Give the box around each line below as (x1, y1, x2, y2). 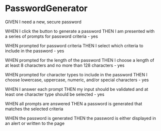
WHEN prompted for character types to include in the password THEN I (5, 72, 148, 77)
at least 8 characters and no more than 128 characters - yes (5, 62, 125, 68)
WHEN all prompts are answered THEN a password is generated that (5, 101, 142, 106)
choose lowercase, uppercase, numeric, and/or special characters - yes (5, 77, 149, 83)
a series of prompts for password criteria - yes (5, 33, 98, 39)
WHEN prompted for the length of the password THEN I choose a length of (5, 57, 154, 63)
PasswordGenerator (5, 3, 88, 14)
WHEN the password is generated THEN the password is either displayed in (5, 115, 156, 121)
